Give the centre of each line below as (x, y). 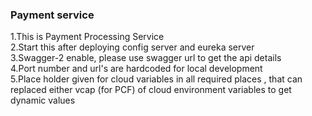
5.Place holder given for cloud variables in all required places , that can (156, 79)
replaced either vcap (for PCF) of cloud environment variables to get (151, 90)
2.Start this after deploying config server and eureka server (132, 47)
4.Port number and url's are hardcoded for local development (136, 69)
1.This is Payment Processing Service (87, 37)
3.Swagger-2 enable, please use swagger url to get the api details (146, 58)
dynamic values (43, 100)
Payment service (52, 15)
